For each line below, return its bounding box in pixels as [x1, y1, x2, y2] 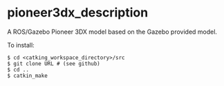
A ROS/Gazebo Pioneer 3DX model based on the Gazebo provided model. [7, 28, 218, 36]
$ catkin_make [7, 72, 48, 79]
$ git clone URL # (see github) [7, 60, 100, 67]
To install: [7, 41, 35, 49]
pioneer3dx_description [7, 5, 149, 21]
